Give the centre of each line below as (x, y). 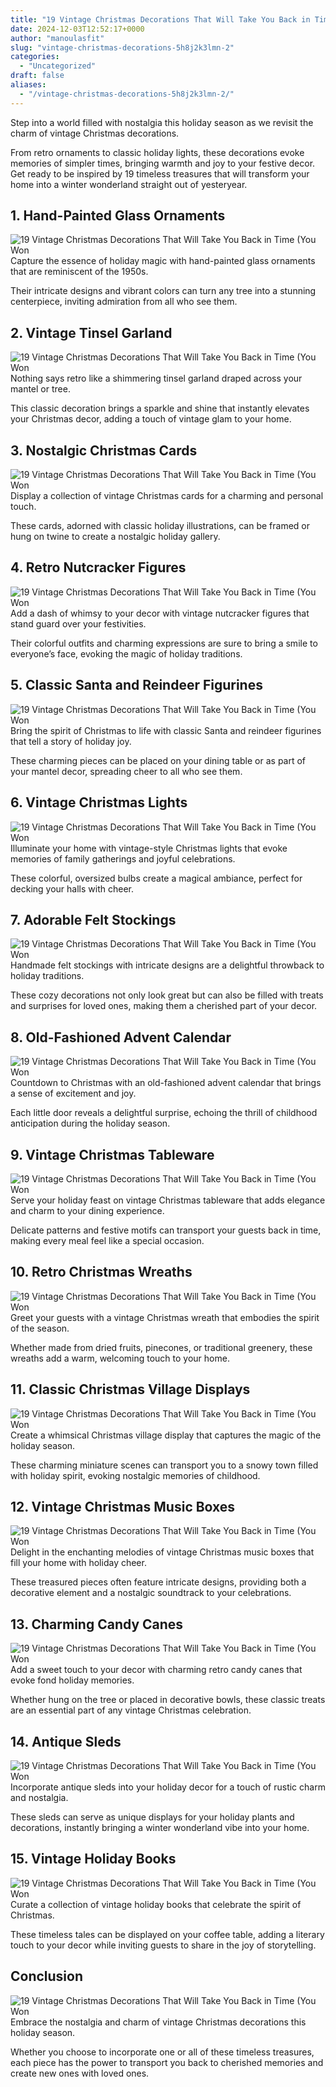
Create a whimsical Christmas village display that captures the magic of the (166, 1435)
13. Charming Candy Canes (97, 1624)
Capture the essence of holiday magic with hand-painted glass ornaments (163, 261)
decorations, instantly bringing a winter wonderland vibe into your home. (160, 1827)
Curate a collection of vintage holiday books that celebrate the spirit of (156, 1904)
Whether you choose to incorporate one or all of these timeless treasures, (162, 2052)
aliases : (28, 85)
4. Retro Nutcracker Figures (98, 567)
